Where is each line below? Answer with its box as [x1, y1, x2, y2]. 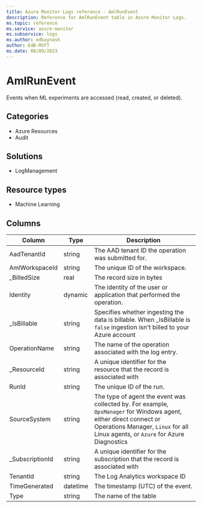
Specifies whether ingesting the [94, 308, 185, 316]
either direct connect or [94, 415, 161, 423]
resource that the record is [94, 365, 170, 374]
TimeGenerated [9, 481, 54, 490]
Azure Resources [14, 127, 58, 134]
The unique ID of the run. [94, 382, 165, 390]
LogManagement [14, 167, 58, 175]
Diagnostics [94, 437, 128, 446]
